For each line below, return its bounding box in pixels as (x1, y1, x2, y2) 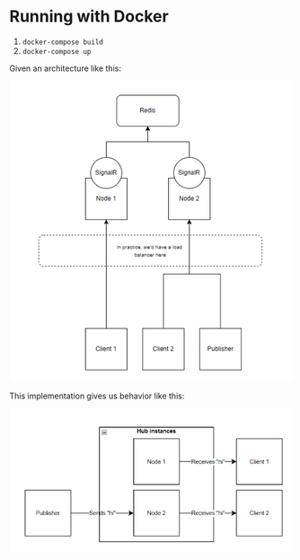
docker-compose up (22, 47, 92, 56)
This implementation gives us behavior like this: (9, 390, 185, 401)
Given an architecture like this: (9, 63, 121, 74)
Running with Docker (9, 6, 169, 27)
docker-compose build (22, 38, 103, 47)
